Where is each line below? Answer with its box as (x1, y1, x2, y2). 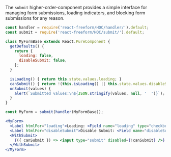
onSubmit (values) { (10, 86, 51, 91)
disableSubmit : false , (18, 58, 67, 63)
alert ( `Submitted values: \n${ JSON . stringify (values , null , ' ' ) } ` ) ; (14, 91, 165, 96)
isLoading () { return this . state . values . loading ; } (10, 76, 122, 82)
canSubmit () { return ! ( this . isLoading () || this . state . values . (10, 81, 149, 86)
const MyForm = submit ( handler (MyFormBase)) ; (5, 110, 103, 115)
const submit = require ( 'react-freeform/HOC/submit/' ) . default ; (5, 30, 145, 35)
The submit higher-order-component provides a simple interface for (5, 5, 148, 10)
